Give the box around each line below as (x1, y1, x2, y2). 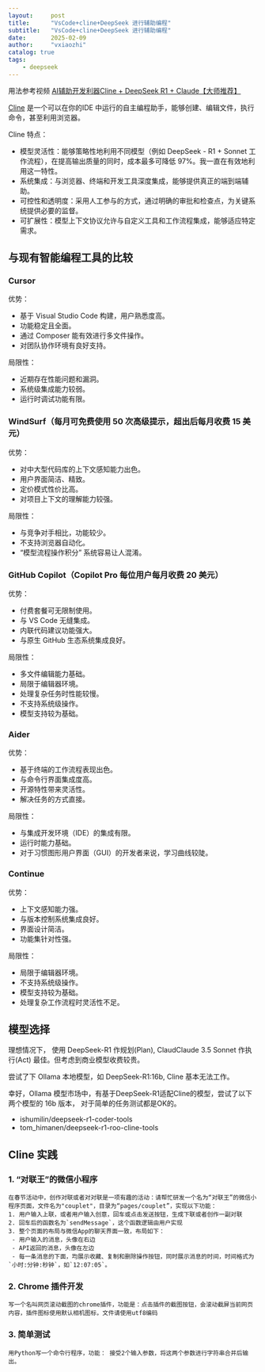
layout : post (8, 11, 66, 20)
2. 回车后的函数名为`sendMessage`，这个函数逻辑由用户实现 (8, 1219, 184, 1227)
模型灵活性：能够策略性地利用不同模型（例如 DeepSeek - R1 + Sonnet (19, 146, 248, 155)
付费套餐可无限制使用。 (19, 606, 97, 615)
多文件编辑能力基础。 (19, 669, 89, 678)
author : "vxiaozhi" (8, 41, 87, 49)
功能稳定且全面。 (19, 321, 76, 331)
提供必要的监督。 (26, 205, 83, 215)
